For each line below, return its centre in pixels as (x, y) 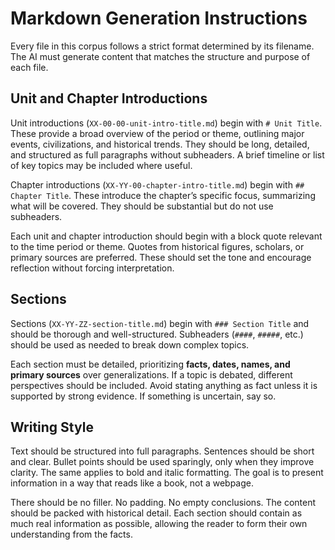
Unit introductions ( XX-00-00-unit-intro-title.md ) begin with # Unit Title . (166, 123)
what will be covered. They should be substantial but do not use (142, 206)
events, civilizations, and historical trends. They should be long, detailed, (160, 144)
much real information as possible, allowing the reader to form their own (159, 524)
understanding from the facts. (71, 534)
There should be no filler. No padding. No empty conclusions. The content (163, 503)
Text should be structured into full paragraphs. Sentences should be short (162, 451)
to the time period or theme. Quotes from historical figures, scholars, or (157, 246)
